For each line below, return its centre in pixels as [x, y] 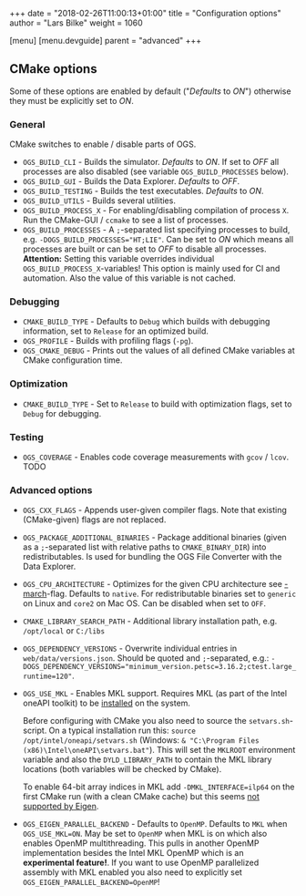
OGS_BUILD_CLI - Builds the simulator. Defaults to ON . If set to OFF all [151, 162]
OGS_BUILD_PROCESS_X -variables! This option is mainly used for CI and [151, 269]
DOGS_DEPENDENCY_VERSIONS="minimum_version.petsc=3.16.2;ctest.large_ [159, 667]
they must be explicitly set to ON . [71, 100]
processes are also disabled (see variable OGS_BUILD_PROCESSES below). [156, 171]
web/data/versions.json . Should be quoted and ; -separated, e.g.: [146, 658]
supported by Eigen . [61, 807]
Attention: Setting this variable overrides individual [118, 259]
